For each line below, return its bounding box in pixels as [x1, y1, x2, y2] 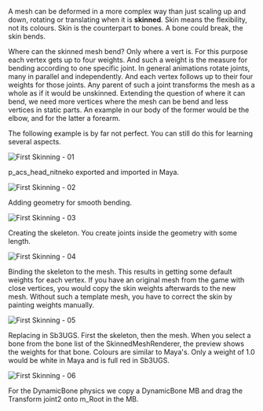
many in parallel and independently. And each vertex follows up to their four [8, 72, 254, 81]
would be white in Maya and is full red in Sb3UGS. [8, 356, 170, 365]
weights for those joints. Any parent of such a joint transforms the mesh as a [8, 80, 255, 89]
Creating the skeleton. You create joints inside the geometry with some [8, 228, 238, 238]
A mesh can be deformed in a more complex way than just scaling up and [8, 7, 246, 16]
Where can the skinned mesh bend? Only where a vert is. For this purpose [8, 47, 249, 56]
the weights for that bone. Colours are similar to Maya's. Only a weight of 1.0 [8, 347, 255, 356]
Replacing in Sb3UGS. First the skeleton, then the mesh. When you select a [8, 331, 251, 340]
